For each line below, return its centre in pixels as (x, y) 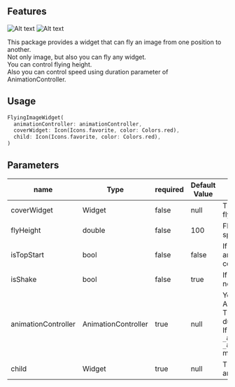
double (94, 230)
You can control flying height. (50, 64)
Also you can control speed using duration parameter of (88, 72)
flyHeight (26, 230)
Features (27, 12)
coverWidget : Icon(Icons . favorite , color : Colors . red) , (97, 130)
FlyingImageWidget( (36, 117)
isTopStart (27, 254)
